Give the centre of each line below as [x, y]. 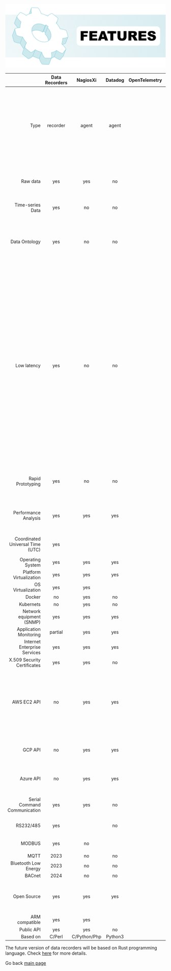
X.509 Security [25, 659]
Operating [30, 559]
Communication [24, 810]
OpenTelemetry [145, 80]
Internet [32, 642]
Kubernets [30, 604]
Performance [27, 513]
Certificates [28, 665]
